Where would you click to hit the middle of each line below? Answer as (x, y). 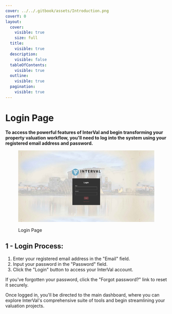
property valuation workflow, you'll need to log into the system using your (86, 138)
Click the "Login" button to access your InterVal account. (73, 269)
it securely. (17, 285)
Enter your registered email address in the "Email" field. (71, 259)
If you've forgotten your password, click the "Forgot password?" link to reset (86, 279)
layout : (14, 22)
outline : (19, 76)
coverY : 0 (16, 16)
